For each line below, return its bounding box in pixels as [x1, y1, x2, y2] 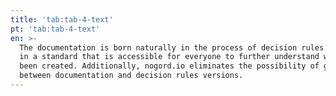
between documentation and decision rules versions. [19, 71, 244, 81]
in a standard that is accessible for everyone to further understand [19, 52, 320, 62]
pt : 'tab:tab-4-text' [10, 24, 101, 34]
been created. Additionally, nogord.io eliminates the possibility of [19, 61, 320, 71]
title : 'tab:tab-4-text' [10, 14, 114, 25]
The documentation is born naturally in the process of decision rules [19, 42, 325, 53]
